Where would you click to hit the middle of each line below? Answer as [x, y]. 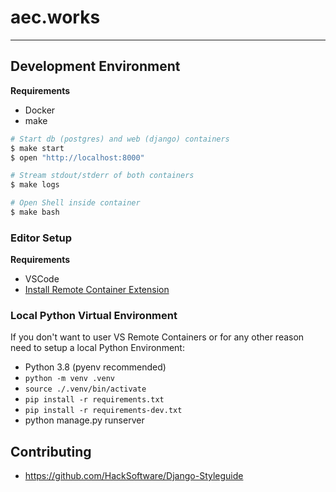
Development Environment [95, 66]
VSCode [42, 279]
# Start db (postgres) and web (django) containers [120, 139]
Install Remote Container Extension [97, 290]
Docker [40, 110]
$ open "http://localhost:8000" [77, 157]
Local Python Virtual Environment [94, 316]
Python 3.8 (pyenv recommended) [95, 367]
